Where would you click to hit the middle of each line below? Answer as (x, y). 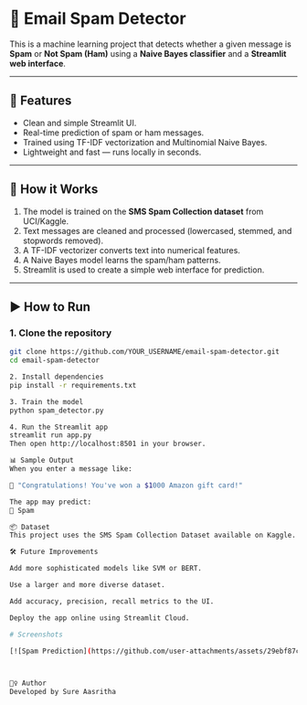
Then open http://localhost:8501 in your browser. (108, 444)
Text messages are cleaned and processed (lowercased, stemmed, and (157, 230)
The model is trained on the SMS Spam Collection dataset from (143, 211)
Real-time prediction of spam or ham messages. (113, 133)
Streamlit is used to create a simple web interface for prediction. (143, 270)
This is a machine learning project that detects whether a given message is (151, 44)
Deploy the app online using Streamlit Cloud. (100, 618)
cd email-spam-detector (55, 360)
